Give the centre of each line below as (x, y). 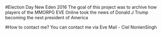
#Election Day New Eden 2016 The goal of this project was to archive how (81, 7)
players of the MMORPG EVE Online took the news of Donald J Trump (77, 12)
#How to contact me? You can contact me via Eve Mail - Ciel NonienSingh (81, 27)
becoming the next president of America (47, 17)
